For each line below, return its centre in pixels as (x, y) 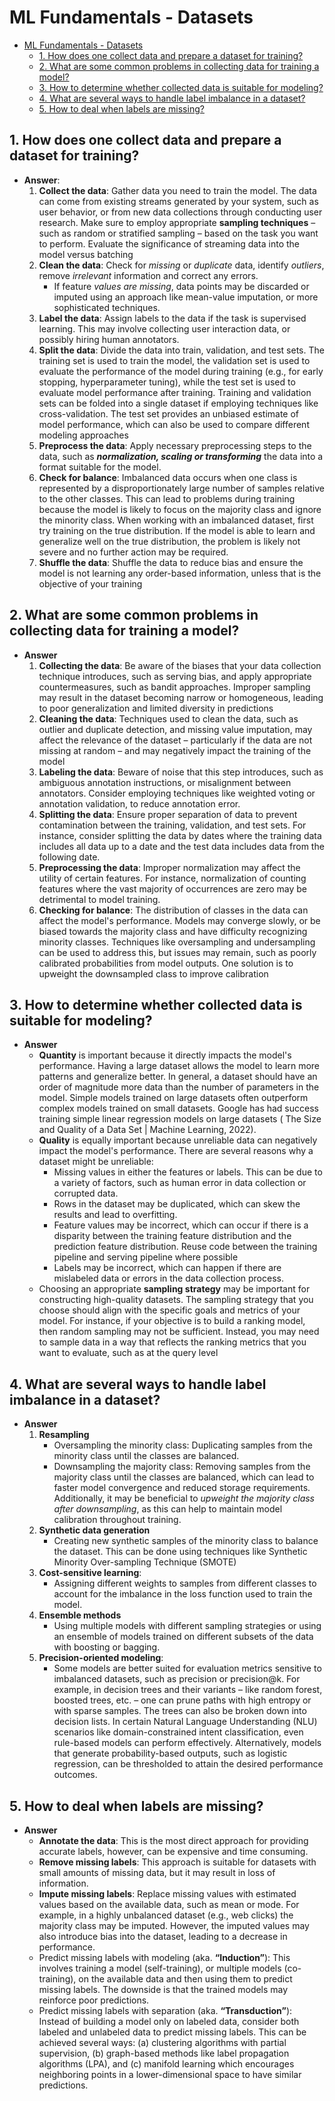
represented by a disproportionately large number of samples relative (181, 488)
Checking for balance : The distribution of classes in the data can (173, 910)
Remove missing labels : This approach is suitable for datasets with (177, 1862)
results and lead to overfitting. (115, 1215)
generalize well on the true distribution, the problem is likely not (169, 541)
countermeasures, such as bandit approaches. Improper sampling (174, 687)
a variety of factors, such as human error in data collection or (180, 1183)
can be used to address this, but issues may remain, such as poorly (177, 952)
